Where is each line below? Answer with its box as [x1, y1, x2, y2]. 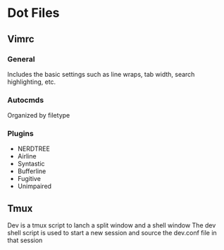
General [7, 54, 35, 64]
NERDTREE [17, 144, 51, 153]
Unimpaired [17, 182, 51, 191]
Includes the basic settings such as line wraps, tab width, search [7, 70, 195, 78]
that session [7, 236, 43, 244]
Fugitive [17, 175, 41, 183]
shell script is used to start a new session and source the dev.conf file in [7, 229, 217, 237]
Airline [17, 152, 37, 161]
